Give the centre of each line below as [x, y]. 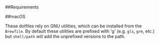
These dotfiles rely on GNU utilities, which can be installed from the [73, 26]
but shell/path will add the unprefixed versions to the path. [65, 36]
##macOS [15, 16]
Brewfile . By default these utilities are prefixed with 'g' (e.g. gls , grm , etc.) [80, 31]
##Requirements [22, 7]
